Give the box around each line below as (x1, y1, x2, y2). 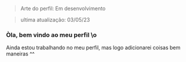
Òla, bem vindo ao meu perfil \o (6, 30, 97, 39)
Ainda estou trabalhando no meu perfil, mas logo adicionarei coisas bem (6, 44, 181, 51)
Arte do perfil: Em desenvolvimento (20, 5, 106, 12)
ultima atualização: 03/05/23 (20, 16, 90, 23)
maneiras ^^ (6, 50, 35, 57)
